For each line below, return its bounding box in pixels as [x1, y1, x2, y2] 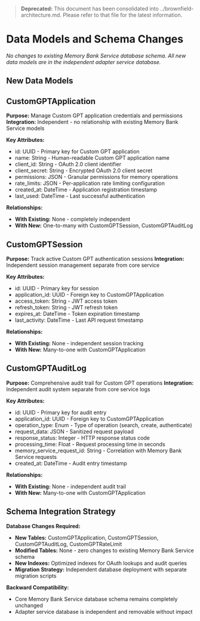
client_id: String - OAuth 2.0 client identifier [14, 161, 121, 168]
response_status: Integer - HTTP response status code [14, 434, 150, 442]
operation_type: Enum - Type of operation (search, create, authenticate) [14, 421, 192, 428]
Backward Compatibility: [6, 583, 69, 591]
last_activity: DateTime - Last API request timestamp [14, 316, 144, 324]
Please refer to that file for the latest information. [62, 11, 183, 19]
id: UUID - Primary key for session [14, 284, 99, 292]
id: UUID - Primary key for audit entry [14, 409, 107, 416]
